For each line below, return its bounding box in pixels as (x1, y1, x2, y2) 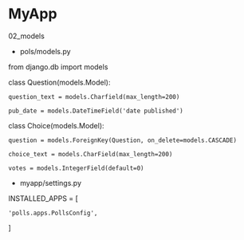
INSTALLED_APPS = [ (8, 193, 78, 203)
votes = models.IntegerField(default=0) (8, 164, 145, 172)
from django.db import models (8, 61, 108, 72)
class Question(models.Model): (8, 77, 111, 87)
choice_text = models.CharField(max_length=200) (8, 150, 173, 158)
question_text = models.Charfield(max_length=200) (8, 92, 180, 100)
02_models (8, 31, 45, 41)
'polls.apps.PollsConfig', (8, 209, 98, 217)
